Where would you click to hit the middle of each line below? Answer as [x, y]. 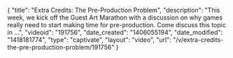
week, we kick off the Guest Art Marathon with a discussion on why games [115, 17]
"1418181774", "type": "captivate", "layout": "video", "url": [89, 40]
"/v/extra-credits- [198, 40]
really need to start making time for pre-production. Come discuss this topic [116, 25]
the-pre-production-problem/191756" [61, 47]
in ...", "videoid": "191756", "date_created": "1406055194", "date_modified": [115, 32]
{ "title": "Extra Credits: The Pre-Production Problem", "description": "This [114, 10]
